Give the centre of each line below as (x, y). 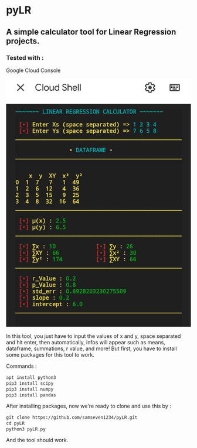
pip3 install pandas (31, 395)
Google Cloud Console (33, 70)
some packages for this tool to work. (50, 354)
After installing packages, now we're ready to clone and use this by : (89, 406)
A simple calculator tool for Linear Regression (91, 32)
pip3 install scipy (30, 383)
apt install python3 (31, 377)
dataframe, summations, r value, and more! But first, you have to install (91, 348)
